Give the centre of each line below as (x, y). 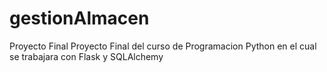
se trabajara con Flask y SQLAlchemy (86, 56)
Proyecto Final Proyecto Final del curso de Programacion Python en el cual (163, 46)
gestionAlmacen (79, 18)
